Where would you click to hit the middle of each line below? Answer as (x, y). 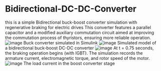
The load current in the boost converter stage (69, 63)
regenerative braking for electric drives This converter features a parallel (78, 27)
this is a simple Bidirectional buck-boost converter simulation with (71, 22)
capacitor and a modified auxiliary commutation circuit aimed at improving (80, 32)
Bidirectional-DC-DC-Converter (71, 9)
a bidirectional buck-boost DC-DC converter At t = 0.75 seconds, (80, 48)
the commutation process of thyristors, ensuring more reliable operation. (78, 38)
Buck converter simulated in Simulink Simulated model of (90, 43)
